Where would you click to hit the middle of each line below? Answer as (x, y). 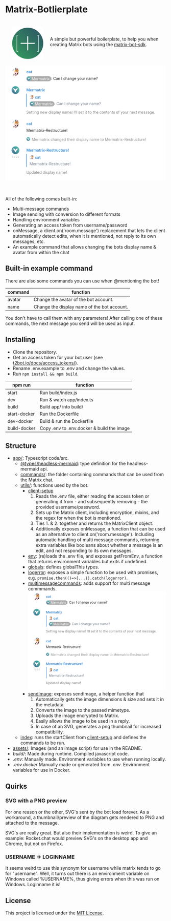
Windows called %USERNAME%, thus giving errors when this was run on (82, 879)
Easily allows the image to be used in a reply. (83, 721)
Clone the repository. (35, 352)
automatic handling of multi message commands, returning (97, 540)
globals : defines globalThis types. (64, 567)
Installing (20, 340)
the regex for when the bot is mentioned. (78, 518)
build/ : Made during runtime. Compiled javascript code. (71, 754)
